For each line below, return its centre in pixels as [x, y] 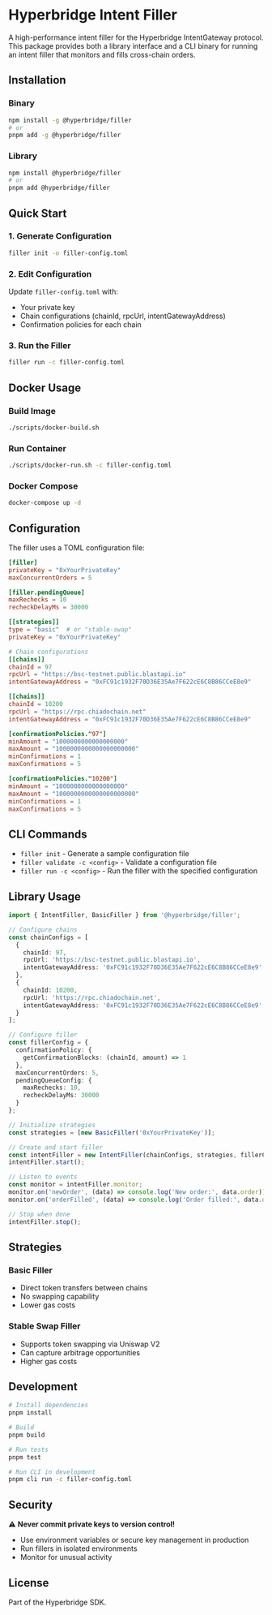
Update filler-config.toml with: [64, 292]
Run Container [37, 448]
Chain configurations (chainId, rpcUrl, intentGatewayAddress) [123, 316]
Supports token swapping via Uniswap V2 [90, 1344]
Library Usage [45, 896]
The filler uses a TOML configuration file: [76, 547]
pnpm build [27, 1435]
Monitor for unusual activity [66, 1557]
